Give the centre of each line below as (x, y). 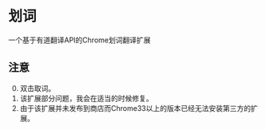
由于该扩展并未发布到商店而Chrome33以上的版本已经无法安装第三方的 (135, 108)
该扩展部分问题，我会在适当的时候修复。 (86, 98)
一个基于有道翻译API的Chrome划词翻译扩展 (79, 40)
